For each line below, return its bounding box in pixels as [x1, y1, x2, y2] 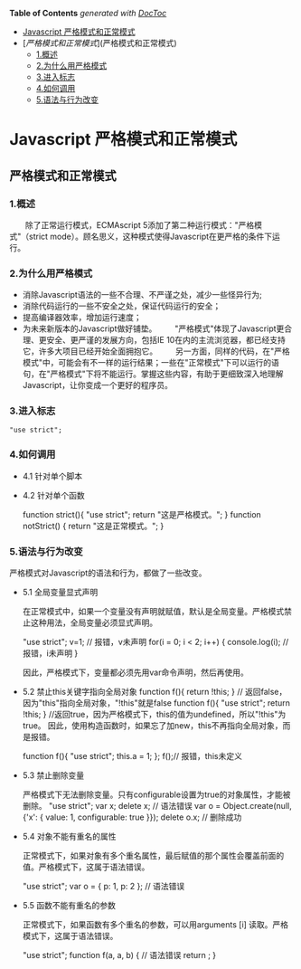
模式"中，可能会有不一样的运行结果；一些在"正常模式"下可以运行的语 [22, 357, 280, 368]
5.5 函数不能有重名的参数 [22, 900, 116, 911]
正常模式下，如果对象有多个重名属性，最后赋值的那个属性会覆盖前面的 [22, 850, 285, 861]
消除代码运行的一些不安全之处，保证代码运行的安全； [22, 300, 221, 311]
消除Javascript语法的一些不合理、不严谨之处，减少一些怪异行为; [22, 290, 262, 300]
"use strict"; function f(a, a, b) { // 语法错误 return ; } [22, 950, 217, 961]
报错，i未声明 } [22, 648, 79, 659]
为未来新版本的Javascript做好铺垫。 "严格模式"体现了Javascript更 [22, 323, 285, 334]
